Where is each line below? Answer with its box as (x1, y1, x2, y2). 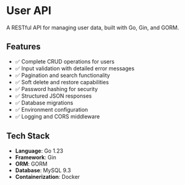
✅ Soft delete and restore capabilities (15, 78, 110, 85)
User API (6, 4, 52, 18)
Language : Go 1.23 (15, 147, 64, 154)
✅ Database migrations (15, 99, 74, 106)
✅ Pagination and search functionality (15, 71, 111, 79)
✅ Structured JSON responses (15, 92, 92, 100)
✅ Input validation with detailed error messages (15, 65, 135, 72)
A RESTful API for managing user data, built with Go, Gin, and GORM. (6, 24, 180, 31)
